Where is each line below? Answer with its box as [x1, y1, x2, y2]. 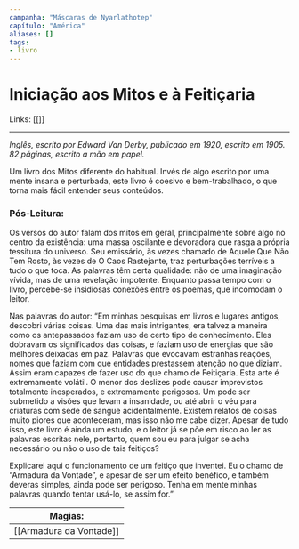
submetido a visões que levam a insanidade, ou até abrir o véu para [9, 396, 257, 407]
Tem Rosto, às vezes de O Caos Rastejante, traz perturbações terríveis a [9, 255, 276, 267]
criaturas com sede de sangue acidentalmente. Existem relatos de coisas [9, 406, 278, 416]
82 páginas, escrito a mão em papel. [9, 149, 145, 160]
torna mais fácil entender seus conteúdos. [9, 185, 165, 196]
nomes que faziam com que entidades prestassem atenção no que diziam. [9, 358, 283, 369]
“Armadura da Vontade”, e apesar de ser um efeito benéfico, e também [9, 470, 269, 480]
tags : [9, 37, 29, 47]
